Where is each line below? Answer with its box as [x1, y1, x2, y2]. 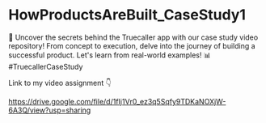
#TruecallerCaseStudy [8, 61, 83, 71]
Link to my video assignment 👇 [8, 78, 112, 87]
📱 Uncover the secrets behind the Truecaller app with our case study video [8, 32, 259, 42]
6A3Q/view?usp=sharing [8, 105, 91, 115]
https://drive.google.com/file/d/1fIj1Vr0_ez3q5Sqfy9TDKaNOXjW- [8, 96, 226, 106]
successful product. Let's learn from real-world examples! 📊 [8, 50, 212, 60]
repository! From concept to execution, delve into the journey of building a [8, 40, 256, 50]
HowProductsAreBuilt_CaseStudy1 [8, 6, 247, 24]
